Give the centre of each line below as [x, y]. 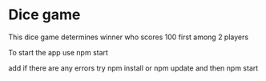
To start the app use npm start [58, 52]
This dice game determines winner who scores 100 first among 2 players [129, 37]
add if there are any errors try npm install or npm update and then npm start [133, 68]
